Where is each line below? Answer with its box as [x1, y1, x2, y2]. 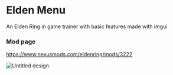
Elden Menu [6, 4, 66, 17]
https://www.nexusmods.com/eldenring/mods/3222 [6, 51, 133, 58]
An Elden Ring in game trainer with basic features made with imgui [6, 23, 168, 30]
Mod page [6, 37, 36, 46]
